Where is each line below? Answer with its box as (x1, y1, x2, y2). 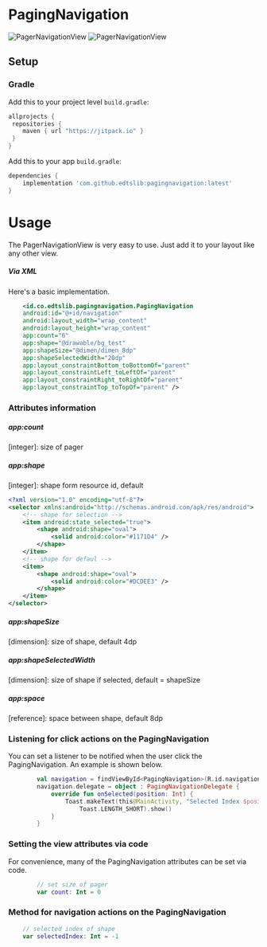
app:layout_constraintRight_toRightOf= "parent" (22, 376, 183, 384)
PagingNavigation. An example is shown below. (8, 760, 163, 769)
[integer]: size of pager (8, 442, 83, 452)
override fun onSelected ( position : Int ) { (50, 790, 194, 798)
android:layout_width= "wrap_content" (22, 317, 148, 325)
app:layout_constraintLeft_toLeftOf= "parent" (22, 369, 176, 377)
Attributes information (8, 402, 97, 413)
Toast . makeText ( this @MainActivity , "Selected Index (64, 797, 240, 805)
